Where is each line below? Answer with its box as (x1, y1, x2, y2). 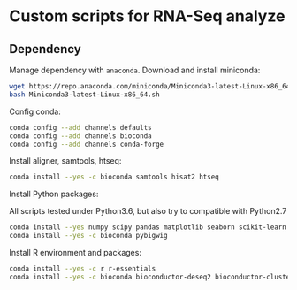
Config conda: (9, 106, 62, 117)
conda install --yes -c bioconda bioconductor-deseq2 (9, 272, 212, 281)
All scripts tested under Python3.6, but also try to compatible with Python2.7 (9, 206, 287, 217)
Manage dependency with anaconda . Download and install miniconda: (9, 65, 261, 75)
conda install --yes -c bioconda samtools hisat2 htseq (9, 172, 219, 182)
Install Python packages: (9, 188, 99, 200)
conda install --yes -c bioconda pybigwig (9, 232, 168, 240)
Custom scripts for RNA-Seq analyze (9, 6, 286, 27)
